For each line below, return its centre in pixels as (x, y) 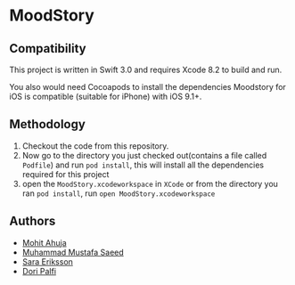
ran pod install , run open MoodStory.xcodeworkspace (119, 193)
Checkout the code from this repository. (95, 146)
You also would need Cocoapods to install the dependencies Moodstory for (148, 87)
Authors (33, 221)
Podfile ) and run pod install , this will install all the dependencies (143, 165)
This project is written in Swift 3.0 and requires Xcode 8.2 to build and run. (146, 69)
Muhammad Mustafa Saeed (73, 252)
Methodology (48, 124)
